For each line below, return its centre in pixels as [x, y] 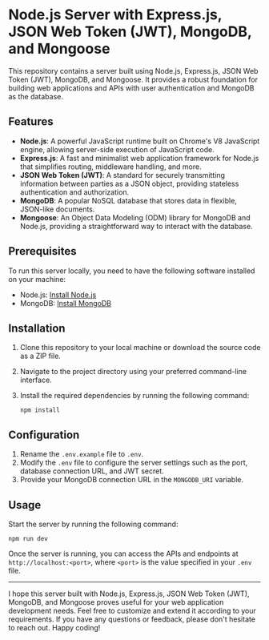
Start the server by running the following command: [93, 524]
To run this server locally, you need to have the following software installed [132, 271]
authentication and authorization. [74, 192]
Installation [37, 328]
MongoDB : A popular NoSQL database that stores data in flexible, [128, 200]
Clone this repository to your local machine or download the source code [140, 348]
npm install [40, 410]
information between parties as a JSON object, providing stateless [129, 183]
